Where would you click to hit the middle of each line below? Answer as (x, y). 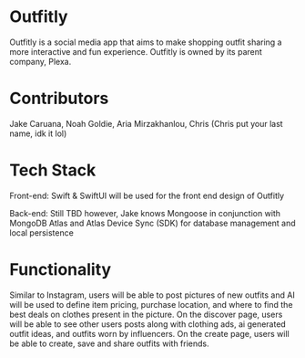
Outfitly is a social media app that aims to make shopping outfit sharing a (146, 42)
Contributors (59, 99)
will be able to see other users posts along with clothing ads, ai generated (148, 324)
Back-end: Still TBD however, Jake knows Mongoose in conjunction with (145, 213)
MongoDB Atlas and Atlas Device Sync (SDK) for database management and (152, 223)
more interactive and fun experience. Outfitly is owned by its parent (136, 51)
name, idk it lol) (38, 133)
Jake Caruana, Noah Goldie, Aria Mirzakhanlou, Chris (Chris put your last (147, 123)
